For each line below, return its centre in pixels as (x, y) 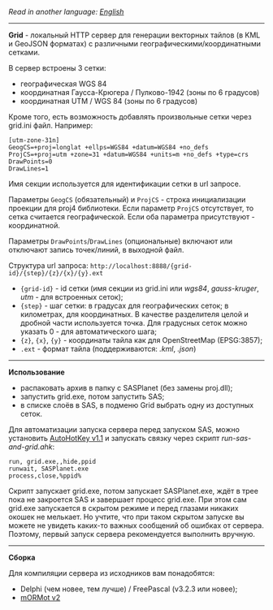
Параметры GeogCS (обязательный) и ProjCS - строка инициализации (127, 199)
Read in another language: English (66, 12)
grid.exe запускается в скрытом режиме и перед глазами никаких (123, 508)
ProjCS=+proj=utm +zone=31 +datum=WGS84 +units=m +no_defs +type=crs (129, 154)
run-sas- (236, 438)
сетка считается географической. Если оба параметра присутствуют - (132, 217)
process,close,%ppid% (45, 476)
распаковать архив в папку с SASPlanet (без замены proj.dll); (126, 388)
